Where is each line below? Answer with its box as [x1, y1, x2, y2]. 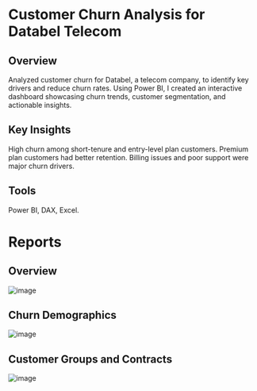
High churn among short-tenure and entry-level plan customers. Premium [8, 144, 248, 154]
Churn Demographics [8, 309, 117, 322]
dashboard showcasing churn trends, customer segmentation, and [8, 92, 226, 101]
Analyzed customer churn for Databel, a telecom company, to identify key [8, 75, 249, 84]
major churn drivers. [8, 161, 75, 171]
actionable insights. [8, 101, 72, 109]
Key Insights [8, 123, 71, 136]
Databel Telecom [8, 22, 122, 40]
